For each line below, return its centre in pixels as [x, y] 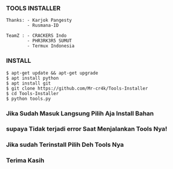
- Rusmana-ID [43, 26]
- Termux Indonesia [51, 46]
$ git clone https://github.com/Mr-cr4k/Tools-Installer [77, 88]
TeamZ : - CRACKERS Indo [36, 36]
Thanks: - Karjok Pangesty [39, 21]
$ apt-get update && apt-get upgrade [52, 73]
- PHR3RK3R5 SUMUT [50, 41]
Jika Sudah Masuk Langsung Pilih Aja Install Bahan [80, 113]
